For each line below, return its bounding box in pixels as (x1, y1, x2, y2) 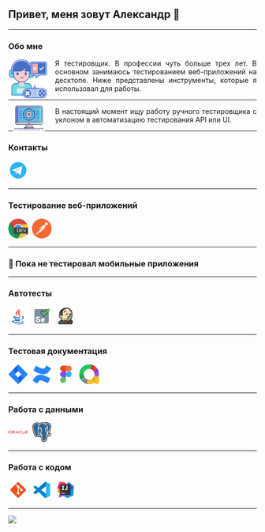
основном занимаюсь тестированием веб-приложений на (54, 67, 257, 77)
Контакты (8, 142, 49, 153)
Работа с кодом (8, 462, 72, 473)
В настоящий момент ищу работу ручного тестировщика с (54, 107, 257, 116)
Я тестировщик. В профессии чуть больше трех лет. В (54, 58, 257, 68)
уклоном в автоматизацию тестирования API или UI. (54, 115, 232, 125)
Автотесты (8, 288, 53, 299)
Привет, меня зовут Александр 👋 (8, 8, 180, 21)
